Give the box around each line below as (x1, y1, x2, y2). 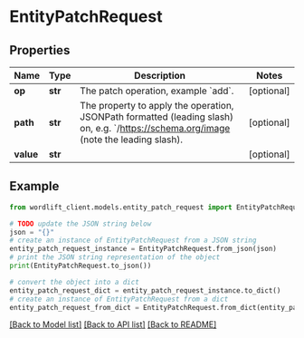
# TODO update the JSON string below (9, 219, 152, 228)
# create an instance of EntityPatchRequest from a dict (9, 295, 229, 304)
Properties (9, 43, 71, 58)
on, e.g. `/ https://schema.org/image (80, 122, 231, 134)
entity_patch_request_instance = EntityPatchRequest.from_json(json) (9, 245, 278, 254)
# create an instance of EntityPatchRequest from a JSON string (9, 236, 257, 246)
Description (134, 70, 186, 82)
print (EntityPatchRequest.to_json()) (9, 261, 152, 271)
